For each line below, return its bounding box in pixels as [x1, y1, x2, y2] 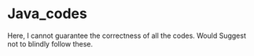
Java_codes [7, 5, 87, 23]
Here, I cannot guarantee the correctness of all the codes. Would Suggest [7, 31, 247, 40]
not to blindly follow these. [7, 39, 94, 48]
